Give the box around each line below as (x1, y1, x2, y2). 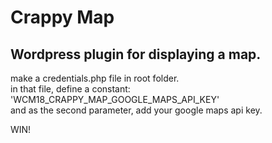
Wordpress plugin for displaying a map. (10, 46, 262, 63)
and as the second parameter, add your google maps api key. (10, 104, 263, 116)
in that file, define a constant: (10, 83, 131, 95)
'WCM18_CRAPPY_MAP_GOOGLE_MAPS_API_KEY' (10, 94, 220, 105)
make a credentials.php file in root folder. (10, 72, 180, 84)
